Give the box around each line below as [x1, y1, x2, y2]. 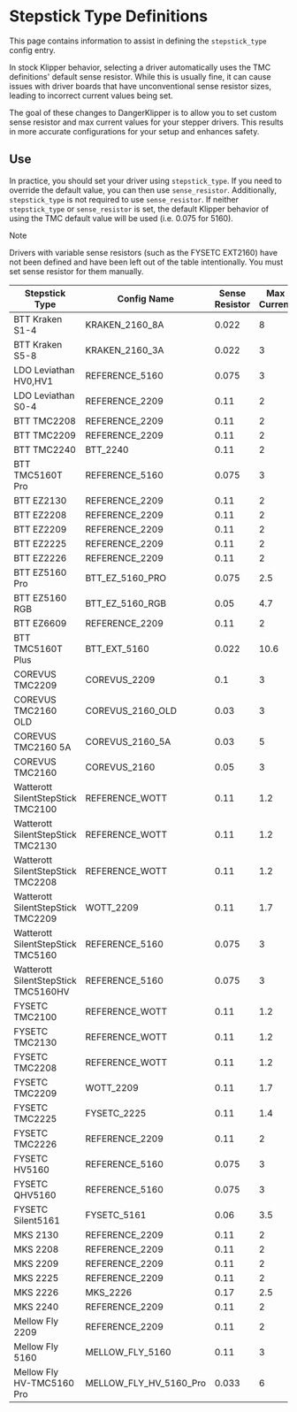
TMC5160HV [13, 985, 70, 997]
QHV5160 [13, 1188, 57, 1201]
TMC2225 [13, 1112, 57, 1124]
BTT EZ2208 [13, 509, 67, 521]
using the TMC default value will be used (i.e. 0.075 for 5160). [9, 212, 234, 223]
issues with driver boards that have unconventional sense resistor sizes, [9, 81, 272, 91]
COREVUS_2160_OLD [85, 704, 178, 717]
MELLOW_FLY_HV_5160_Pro [85, 1377, 206, 1389]
